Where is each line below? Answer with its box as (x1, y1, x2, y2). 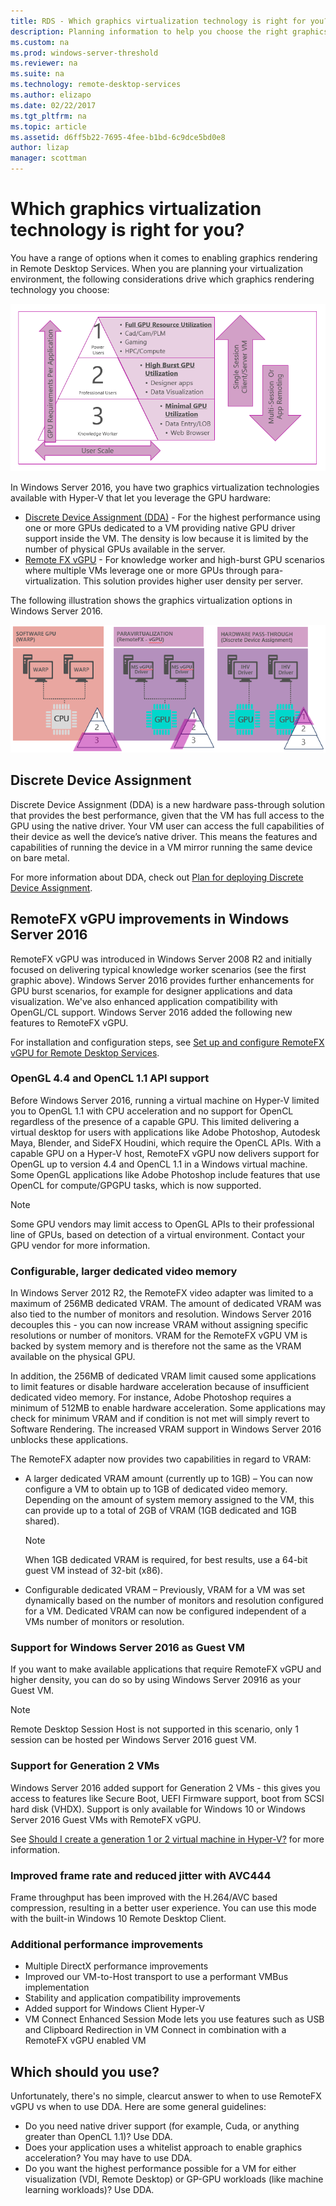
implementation (24, 1981, 90, 1994)
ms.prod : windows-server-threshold (10, 48, 159, 58)
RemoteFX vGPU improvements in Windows (10, 911, 290, 928)
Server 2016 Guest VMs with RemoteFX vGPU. (10, 1813, 202, 1825)
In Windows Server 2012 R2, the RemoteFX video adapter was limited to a (10, 1287, 314, 1299)
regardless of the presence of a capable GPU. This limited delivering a (10, 1115, 300, 1127)
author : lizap (10, 143, 70, 153)
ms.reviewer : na (10, 58, 78, 69)
